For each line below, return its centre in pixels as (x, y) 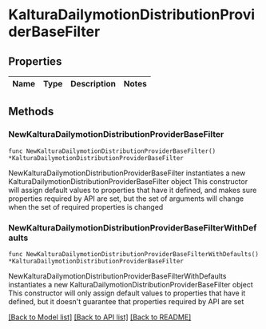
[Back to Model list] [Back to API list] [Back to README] (100, 317)
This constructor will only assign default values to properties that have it (127, 293)
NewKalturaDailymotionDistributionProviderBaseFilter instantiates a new (127, 173)
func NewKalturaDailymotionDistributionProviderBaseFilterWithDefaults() (134, 254)
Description (93, 84)
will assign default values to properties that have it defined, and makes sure (133, 190)
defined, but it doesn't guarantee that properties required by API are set (126, 301)
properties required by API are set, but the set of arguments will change (126, 199)
